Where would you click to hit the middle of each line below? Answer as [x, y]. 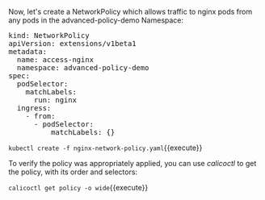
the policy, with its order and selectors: [73, 172]
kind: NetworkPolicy [49, 35]
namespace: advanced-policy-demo [83, 68]
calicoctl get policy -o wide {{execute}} [78, 187]
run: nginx [55, 100]
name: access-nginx [55, 60]
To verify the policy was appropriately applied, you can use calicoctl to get [132, 163]
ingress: [34, 108]
